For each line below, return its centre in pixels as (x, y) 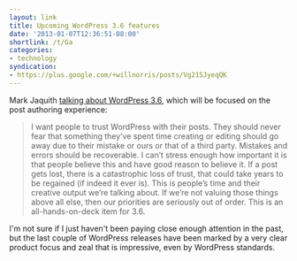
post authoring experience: (58, 109)
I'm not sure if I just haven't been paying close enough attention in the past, (147, 228)
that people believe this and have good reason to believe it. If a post (154, 164)
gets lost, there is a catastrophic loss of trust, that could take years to (157, 173)
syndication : (33, 67)
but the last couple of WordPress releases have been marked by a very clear (148, 238)
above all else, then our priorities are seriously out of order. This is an (157, 202)
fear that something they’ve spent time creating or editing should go (155, 136)
